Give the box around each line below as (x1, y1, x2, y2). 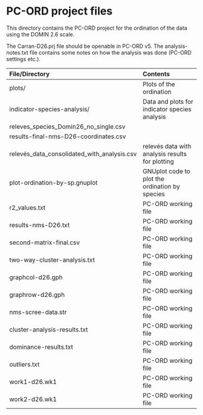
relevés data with (143, 142, 192, 150)
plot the (143, 174, 165, 183)
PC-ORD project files (6, 4, 113, 18)
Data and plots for (143, 97, 194, 105)
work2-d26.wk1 (9, 395, 57, 403)
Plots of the (143, 80, 175, 88)
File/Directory (9, 70, 50, 78)
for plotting (143, 157, 174, 165)
